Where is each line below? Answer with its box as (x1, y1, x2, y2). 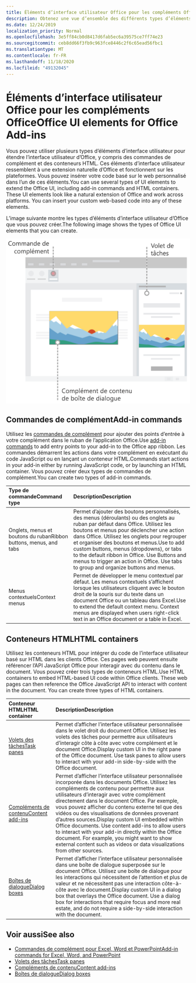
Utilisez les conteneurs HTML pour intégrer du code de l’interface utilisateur (6, 649, 188, 657)
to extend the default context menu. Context (73, 603, 180, 610)
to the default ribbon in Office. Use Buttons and (73, 551, 187, 558)
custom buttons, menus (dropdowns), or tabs (73, 545, 182, 552)
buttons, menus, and (8, 539, 58, 546)
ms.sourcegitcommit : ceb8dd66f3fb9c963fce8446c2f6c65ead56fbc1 (6, 40, 163, 46)
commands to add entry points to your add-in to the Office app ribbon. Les (6, 442, 185, 450)
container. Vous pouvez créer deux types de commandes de (6, 468, 152, 475)
